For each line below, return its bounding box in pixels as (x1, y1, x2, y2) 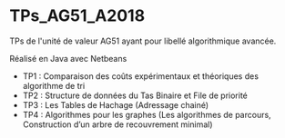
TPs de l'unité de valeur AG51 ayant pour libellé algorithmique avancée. (9, 35, 277, 46)
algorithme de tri (22, 80, 86, 91)
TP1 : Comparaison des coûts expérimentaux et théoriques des (22, 70, 260, 82)
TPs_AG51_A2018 (9, 5, 146, 26)
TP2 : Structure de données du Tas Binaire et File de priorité (22, 90, 249, 101)
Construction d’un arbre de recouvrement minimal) (22, 119, 213, 130)
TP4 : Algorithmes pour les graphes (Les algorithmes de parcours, (22, 109, 271, 120)
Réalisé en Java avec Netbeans (9, 53, 127, 64)
